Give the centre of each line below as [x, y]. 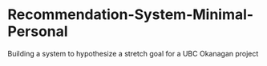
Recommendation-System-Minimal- [131, 15]
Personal [38, 31]
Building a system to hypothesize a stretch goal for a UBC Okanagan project [133, 53]
